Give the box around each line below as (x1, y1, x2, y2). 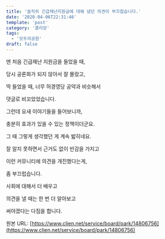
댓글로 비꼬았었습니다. (6, 95, 57, 103)
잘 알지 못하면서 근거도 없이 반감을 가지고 (6, 145, 100, 152)
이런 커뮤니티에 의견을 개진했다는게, (6, 158, 87, 165)
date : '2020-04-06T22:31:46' (6, 14, 77, 20)
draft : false (6, 42, 38, 47)
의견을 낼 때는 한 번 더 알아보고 (6, 194, 76, 202)
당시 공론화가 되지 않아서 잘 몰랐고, (6, 70, 86, 77)
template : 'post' (6, 19, 48, 25)
